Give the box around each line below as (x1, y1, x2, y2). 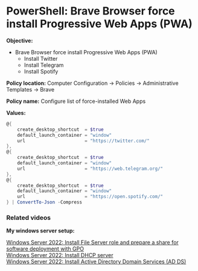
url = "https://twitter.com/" (17, 137, 150, 144)
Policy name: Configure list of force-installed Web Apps (6, 98, 146, 105)
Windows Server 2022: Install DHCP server (6, 252, 113, 259)
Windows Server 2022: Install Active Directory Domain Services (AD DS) (6, 258, 187, 266)
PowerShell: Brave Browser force (6, 4, 175, 18)
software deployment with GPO (6, 245, 85, 252)
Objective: (6, 37, 33, 44)
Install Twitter (24, 55, 58, 62)
